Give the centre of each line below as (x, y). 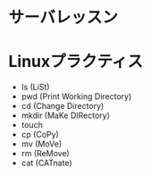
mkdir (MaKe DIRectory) (66, 115)
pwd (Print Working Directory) (76, 96)
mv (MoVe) (42, 144)
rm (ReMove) (46, 154)
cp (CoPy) (40, 135)
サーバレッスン (63, 17)
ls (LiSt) (35, 87)
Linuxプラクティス (76, 62)
